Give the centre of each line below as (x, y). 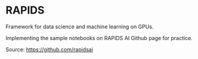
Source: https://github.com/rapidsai (49, 49)
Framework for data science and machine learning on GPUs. (80, 27)
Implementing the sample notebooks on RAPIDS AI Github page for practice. (99, 38)
